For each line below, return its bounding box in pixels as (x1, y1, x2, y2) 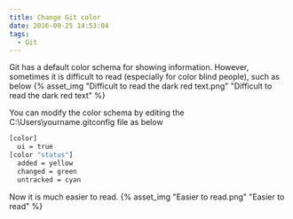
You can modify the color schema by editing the (9, 107, 185, 118)
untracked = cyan (17, 175, 82, 184)
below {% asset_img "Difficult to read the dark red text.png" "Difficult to (9, 81, 273, 91)
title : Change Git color (9, 12, 101, 22)
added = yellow (17, 159, 74, 168)
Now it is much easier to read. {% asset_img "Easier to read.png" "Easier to (9, 192, 285, 202)
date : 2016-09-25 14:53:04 (9, 21, 109, 30)
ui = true (17, 143, 53, 152)
